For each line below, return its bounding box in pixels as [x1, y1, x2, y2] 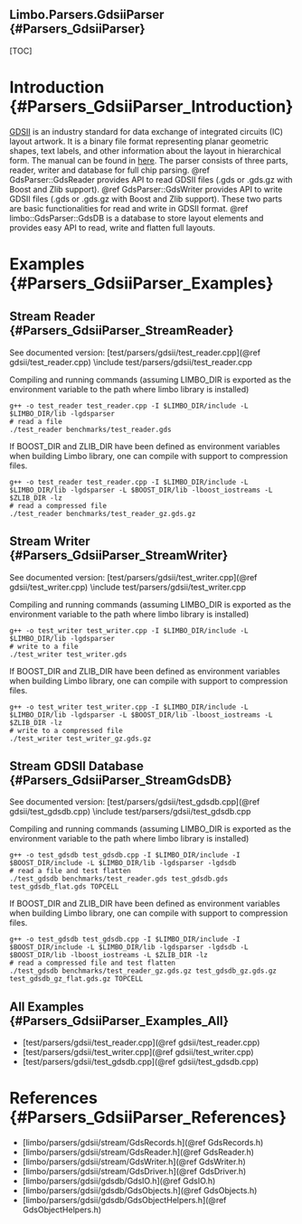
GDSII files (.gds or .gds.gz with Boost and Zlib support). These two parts [9, 193, 283, 204]
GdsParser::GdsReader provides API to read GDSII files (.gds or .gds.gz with [9, 174, 293, 184]
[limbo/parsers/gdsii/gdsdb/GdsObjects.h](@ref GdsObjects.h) [22, 1185, 258, 1196]
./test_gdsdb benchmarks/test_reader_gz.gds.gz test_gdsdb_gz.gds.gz [9, 966, 278, 975]
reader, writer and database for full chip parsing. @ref [9, 165, 211, 175]
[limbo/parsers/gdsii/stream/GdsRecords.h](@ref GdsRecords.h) [22, 1137, 264, 1148]
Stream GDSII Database [9, 758, 145, 774]
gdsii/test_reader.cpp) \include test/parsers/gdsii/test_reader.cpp [9, 356, 253, 367]
